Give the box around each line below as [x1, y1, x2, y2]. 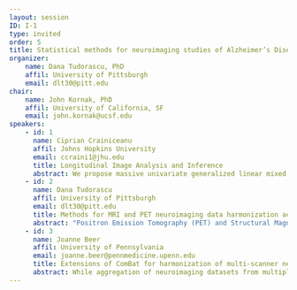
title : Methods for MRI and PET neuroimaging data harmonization [32, 210, 278, 219]
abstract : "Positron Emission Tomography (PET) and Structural [32, 218, 271, 227]
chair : [9, 87, 34, 95]
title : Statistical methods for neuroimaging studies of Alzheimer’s [9, 46, 271, 55]
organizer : [9, 54, 49, 63]
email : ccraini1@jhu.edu [32, 152, 125, 162]
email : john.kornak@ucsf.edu [25, 111, 133, 120]
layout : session [9, 12, 69, 22]
